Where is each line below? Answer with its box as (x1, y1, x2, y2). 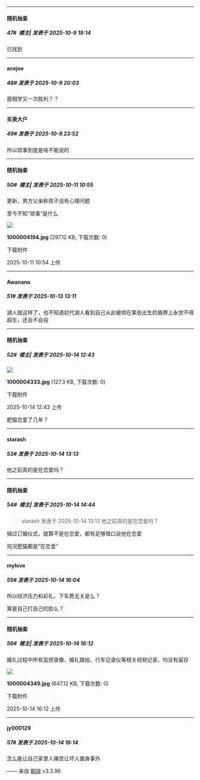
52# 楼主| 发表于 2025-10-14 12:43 (7, 351, 95, 358)
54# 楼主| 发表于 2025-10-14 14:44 (7, 501, 96, 508)
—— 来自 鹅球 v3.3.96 (7, 768, 61, 775)
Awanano (7, 278, 31, 286)
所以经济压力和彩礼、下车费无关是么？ (7, 592, 100, 600)
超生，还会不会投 (7, 316, 49, 324)
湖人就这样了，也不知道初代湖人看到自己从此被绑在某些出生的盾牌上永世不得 (7, 309, 194, 316)
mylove (7, 562, 26, 569)
